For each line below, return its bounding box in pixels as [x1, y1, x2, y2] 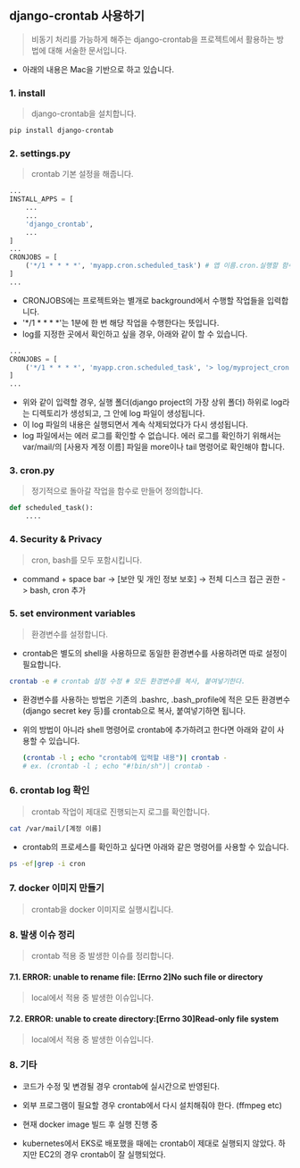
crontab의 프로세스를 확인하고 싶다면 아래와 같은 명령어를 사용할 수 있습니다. [21, 841, 289, 852]
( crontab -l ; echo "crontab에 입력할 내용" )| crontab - [21, 753, 228, 762]
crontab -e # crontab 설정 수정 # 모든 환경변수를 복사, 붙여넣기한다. [9, 677, 246, 686]
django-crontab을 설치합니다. [30, 108, 137, 119]
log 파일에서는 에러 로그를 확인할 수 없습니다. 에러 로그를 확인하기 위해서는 [21, 430, 281, 441]
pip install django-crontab [9, 126, 114, 136]
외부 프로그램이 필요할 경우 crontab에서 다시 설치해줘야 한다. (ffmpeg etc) [21, 1099, 283, 1110]
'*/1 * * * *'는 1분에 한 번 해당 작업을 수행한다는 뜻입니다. [21, 317, 220, 328]
